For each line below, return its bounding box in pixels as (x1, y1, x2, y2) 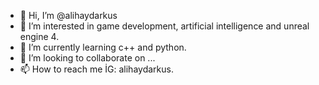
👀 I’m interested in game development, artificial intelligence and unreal (19, 20, 310, 32)
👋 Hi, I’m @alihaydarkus (19, 10, 118, 21)
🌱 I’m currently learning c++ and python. (19, 41, 187, 53)
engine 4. (19, 31, 60, 42)
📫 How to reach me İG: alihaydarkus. (19, 63, 174, 75)
